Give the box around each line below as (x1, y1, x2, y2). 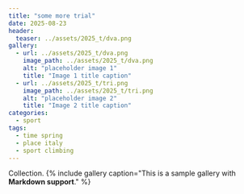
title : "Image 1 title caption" (23, 72, 132, 80)
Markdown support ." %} (8, 177, 91, 187)
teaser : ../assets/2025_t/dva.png (15, 34, 132, 43)
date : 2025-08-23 (8, 19, 67, 27)
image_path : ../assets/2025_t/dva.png (23, 57, 154, 65)
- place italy (15, 138, 63, 147)
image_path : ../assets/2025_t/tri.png (23, 86, 154, 95)
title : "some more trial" (8, 11, 95, 20)
